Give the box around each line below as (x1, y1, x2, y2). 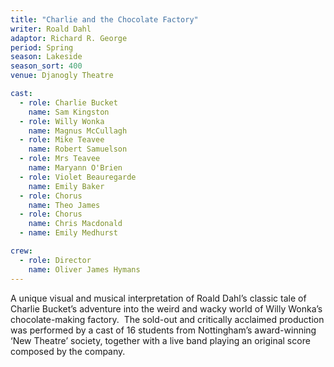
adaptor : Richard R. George (10, 33, 128, 43)
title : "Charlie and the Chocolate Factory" (10, 14, 199, 25)
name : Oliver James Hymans (28, 264, 141, 275)
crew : (10, 246, 33, 256)
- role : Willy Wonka (19, 116, 105, 126)
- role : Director (19, 255, 92, 265)
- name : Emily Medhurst (19, 228, 118, 238)
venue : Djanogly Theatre (10, 71, 114, 81)
